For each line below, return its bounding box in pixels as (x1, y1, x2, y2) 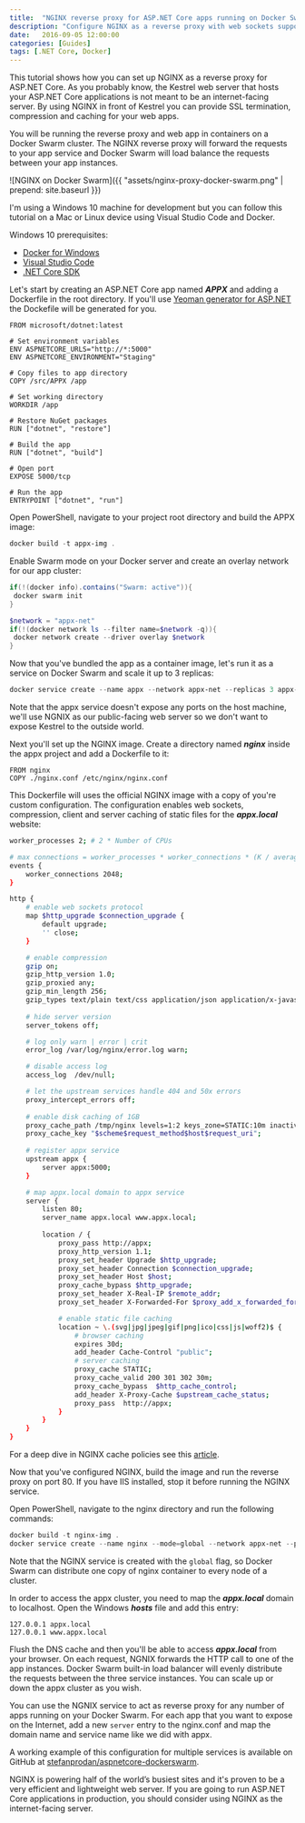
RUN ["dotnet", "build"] (9, 448, 103, 457)
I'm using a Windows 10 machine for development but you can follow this (9, 202, 283, 214)
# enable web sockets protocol (25, 903, 144, 912)
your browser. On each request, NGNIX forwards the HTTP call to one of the (9, 1653, 294, 1664)
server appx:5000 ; (42, 1163, 112, 1172)
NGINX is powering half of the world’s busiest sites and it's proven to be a (9, 1774, 285, 1785)
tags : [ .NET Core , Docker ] (9, 47, 112, 56)
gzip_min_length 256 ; (25, 987, 107, 997)
